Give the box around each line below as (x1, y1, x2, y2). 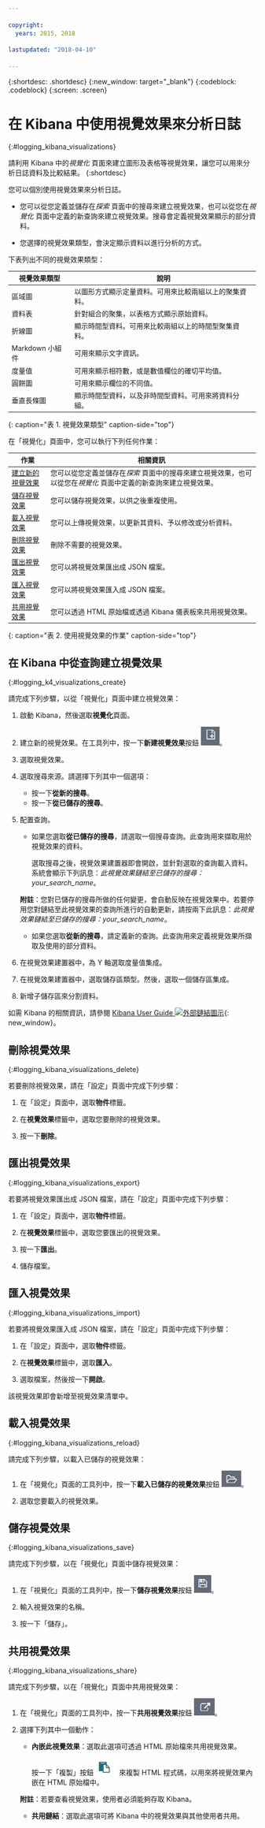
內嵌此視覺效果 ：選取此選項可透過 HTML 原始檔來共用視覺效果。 (31, 1742, 241, 1752)
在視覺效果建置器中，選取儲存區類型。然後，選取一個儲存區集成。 (19, 974, 234, 985)
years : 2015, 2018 (15, 29, 76, 37)
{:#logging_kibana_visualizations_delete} (8, 1065, 140, 1074)
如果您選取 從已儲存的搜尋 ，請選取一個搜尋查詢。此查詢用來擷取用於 (31, 832, 252, 841)
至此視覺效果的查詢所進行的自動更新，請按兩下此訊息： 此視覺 (53, 905, 254, 914)
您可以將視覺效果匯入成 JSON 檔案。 (50, 584, 170, 594)
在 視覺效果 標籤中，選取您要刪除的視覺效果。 (19, 1115, 165, 1124)
